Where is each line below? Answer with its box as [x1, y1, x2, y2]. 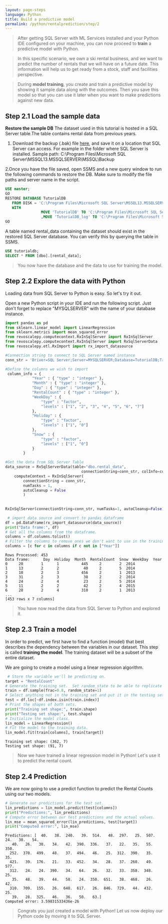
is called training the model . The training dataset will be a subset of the [5, 649, 152, 655]
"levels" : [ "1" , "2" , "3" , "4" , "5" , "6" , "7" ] [40, 404, 144, 409]
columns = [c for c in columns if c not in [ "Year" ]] [5, 544, 120, 549]
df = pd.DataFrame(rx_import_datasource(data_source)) [5, 520, 122, 525]
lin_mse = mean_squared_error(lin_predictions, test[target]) [5, 819, 137, 825]
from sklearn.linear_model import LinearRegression [5, 325, 115, 330]
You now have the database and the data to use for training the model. [17, 262, 162, 268]
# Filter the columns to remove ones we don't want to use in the [5, 539, 146, 544]
